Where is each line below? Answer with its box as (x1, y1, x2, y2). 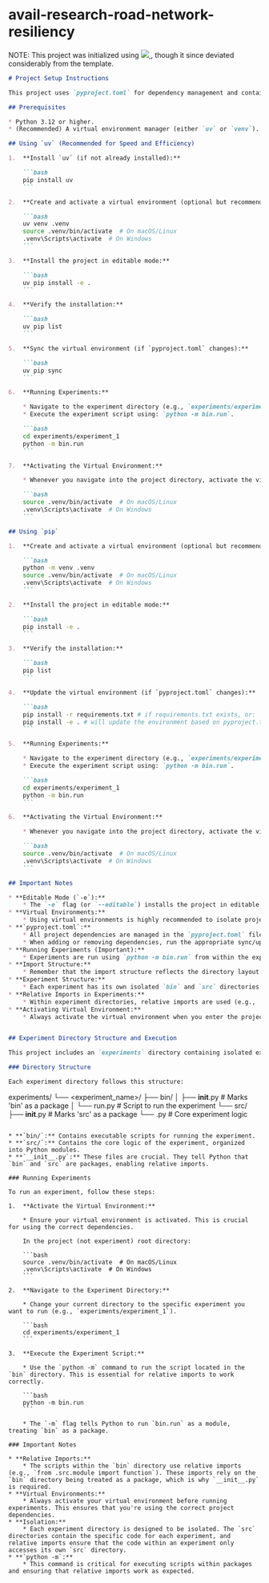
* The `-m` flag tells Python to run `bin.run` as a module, (22, 1419, 231, 1427)
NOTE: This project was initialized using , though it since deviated (8, 50, 235, 59)
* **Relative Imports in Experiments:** (8, 990, 146, 998)
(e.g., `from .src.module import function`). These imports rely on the (8, 1468, 256, 1477)
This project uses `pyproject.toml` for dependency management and (8, 88, 239, 97)
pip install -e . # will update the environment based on (22, 718, 220, 726)
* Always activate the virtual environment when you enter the (22, 1013, 239, 1021)
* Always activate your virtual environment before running (22, 1496, 227, 1505)
